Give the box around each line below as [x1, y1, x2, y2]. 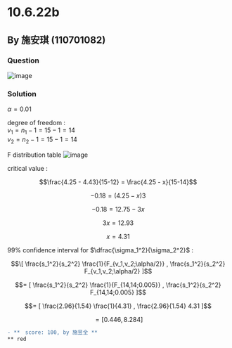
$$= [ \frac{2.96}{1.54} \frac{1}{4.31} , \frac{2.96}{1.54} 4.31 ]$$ [24, 302, 212, 310]
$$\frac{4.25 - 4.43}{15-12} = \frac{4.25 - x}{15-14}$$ [39, 177, 198, 186]
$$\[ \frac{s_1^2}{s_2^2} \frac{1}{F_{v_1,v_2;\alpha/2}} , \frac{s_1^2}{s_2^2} [11, 259, 226, 268]
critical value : [7, 164, 48, 172]
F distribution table [7, 150, 62, 159]
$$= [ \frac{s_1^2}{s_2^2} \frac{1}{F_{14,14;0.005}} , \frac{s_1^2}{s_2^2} [15, 281, 221, 289]
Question [7, 56, 40, 65]
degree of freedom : [7, 119, 65, 127]
